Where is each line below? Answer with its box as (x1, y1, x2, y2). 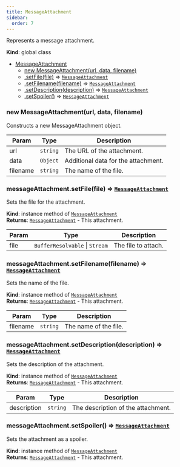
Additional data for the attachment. (64, 156, 164, 165)
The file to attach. (113, 241, 164, 249)
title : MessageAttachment (6, 9, 72, 15)
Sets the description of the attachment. (6, 360, 104, 368)
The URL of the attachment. (64, 147, 144, 155)
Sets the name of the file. (6, 279, 69, 286)
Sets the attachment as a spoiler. (6, 435, 88, 443)
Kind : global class (6, 49, 52, 56)
